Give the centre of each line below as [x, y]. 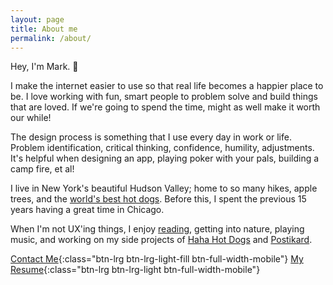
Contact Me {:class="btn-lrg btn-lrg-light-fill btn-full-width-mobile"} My [157, 259]
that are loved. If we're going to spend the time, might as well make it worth [165, 107]
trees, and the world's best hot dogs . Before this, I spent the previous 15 [158, 199]
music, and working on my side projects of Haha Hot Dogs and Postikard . [161, 240]
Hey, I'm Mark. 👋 [44, 67]
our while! [31, 118]
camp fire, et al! [42, 169]
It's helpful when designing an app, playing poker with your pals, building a [165, 158]
